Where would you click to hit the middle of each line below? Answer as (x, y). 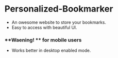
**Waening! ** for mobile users (43, 40)
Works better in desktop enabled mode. (51, 51)
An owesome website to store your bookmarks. (59, 22)
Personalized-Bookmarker (59, 9)
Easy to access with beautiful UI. (44, 27)
